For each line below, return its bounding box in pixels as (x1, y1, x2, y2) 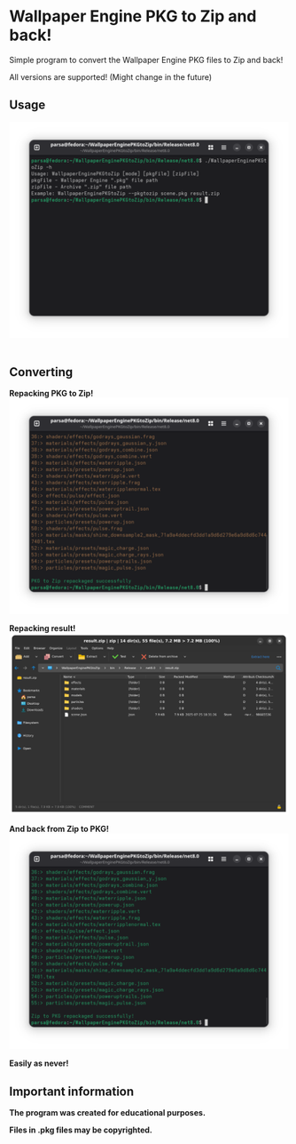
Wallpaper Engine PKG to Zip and (9, 6, 257, 27)
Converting (9, 364, 74, 380)
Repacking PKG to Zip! (9, 388, 94, 399)
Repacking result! (9, 623, 76, 634)
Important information (9, 1084, 135, 1099)
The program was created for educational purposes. (9, 1108, 206, 1118)
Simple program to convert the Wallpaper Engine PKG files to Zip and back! (9, 54, 284, 65)
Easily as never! (9, 1058, 69, 1068)
